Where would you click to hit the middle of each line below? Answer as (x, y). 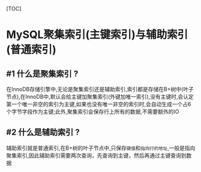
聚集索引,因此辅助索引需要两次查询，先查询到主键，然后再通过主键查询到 (97, 155)
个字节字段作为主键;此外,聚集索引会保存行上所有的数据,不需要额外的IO (93, 111)
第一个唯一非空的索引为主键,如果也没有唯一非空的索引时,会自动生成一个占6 (99, 104)
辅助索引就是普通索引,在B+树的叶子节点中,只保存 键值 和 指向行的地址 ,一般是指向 (101, 148)
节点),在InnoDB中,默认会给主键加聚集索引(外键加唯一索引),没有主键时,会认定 (100, 96)
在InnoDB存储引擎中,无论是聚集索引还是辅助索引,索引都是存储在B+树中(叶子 (100, 89)
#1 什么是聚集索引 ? (42, 73)
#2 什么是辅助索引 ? (43, 132)
